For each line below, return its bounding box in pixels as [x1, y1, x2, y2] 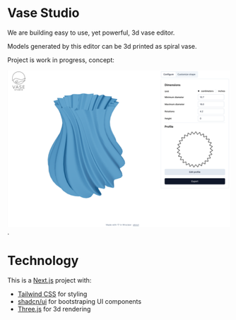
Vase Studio [7, 5, 80, 21]
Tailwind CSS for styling [17, 290, 88, 298]
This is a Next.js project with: [7, 276, 92, 285]
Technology [7, 253, 79, 269]
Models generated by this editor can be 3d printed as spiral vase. [7, 42, 197, 50]
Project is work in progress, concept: [7, 55, 115, 64]
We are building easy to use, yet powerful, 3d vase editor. [7, 28, 175, 37]
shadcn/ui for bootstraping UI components [17, 297, 142, 306]
